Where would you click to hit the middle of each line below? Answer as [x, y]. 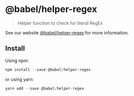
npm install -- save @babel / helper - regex [48, 69]
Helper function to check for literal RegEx [60, 23]
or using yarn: [20, 79]
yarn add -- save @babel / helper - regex [45, 88]
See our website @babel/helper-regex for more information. [67, 32]
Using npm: [17, 60]
